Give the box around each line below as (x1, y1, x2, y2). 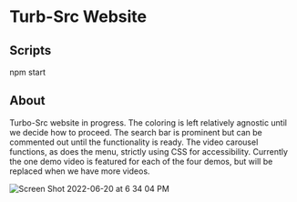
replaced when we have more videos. (9, 166, 150, 177)
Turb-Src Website (9, 6, 148, 27)
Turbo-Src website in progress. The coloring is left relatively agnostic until (9, 116, 287, 128)
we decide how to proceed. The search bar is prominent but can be (9, 126, 262, 137)
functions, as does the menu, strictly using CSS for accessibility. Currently (9, 146, 289, 157)
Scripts (9, 43, 52, 58)
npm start (9, 66, 46, 77)
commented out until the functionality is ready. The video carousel (9, 136, 259, 147)
